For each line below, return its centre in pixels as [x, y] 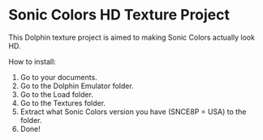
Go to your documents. [58, 77]
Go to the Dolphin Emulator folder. [77, 86]
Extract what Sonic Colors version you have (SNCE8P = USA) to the [133, 112]
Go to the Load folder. [56, 94]
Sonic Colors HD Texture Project [119, 15]
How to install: [32, 62]
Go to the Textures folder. [63, 103]
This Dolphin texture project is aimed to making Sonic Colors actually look [132, 37]
